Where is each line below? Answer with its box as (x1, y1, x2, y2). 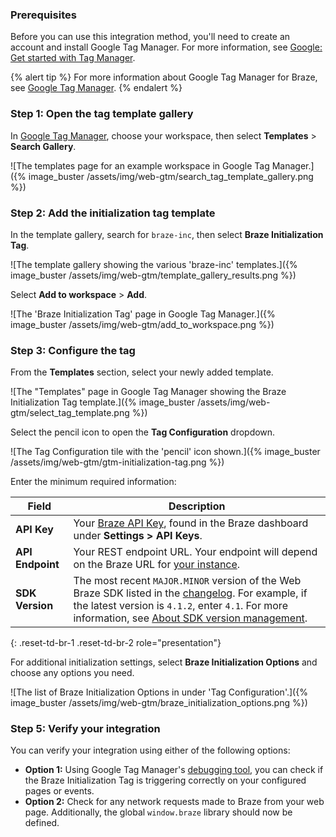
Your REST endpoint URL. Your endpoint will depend (73, 545, 318, 559)
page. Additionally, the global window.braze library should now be (24, 806, 293, 818)
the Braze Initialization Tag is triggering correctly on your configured (24, 774, 307, 787)
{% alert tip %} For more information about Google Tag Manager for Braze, (10, 71, 318, 83)
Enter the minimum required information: (10, 476, 177, 488)
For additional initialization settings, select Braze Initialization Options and (10, 656, 318, 668)
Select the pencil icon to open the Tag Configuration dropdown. (10, 426, 276, 438)
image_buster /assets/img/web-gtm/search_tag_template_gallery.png (28, 170, 314, 182)
